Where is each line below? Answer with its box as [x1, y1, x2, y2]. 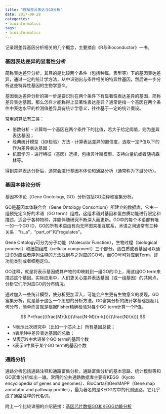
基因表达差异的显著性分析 [5, 58, 66, 65]
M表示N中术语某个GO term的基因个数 [12, 336, 89, 342]
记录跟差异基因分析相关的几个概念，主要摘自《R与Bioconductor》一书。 [5, 45, 152, 50]
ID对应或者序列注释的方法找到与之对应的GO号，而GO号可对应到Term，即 [9, 252, 159, 258]
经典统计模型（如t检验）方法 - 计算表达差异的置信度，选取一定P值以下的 [12, 139, 160, 145]
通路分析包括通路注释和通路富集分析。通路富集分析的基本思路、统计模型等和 [5, 368, 161, 374]
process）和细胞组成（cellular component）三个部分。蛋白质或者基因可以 [5, 245, 156, 251]
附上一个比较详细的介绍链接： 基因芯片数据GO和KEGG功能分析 [5, 403, 132, 409]
